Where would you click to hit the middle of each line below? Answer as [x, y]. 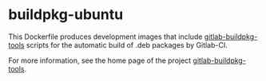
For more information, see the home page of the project [100, 60]
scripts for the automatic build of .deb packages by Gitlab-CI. [127, 44]
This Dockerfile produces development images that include [105, 37]
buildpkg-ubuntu [66, 15]
